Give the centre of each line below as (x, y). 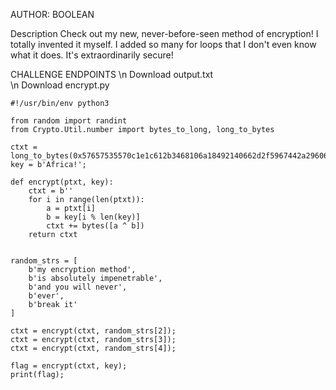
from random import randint (69, 121)
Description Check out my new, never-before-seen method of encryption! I (164, 33)
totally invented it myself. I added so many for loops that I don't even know (163, 44)
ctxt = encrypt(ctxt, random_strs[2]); (93, 331)
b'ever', (46, 296)
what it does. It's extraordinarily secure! (92, 55)
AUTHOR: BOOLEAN (52, 14)
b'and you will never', (78, 287)
